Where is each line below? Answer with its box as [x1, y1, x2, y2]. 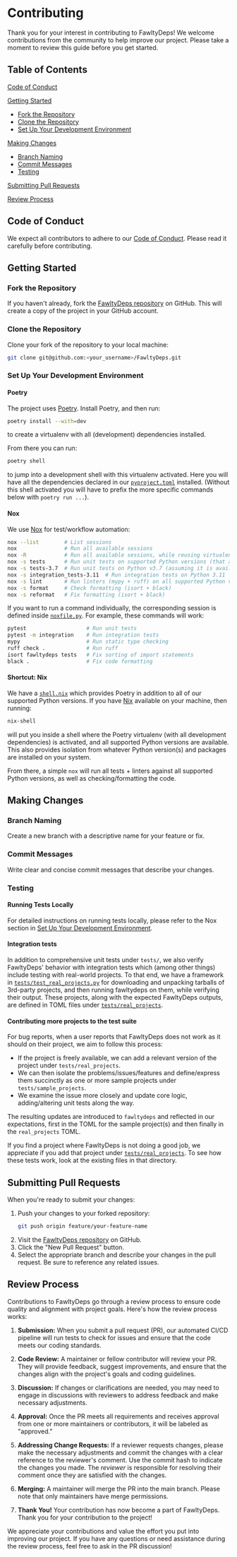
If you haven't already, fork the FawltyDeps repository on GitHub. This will [7, 299, 222, 308]
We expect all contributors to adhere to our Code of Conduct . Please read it [7, 234, 227, 242]
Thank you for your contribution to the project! [17, 1513, 153, 1522]
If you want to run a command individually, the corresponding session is [7, 604, 217, 612]
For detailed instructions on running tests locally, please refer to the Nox [7, 916, 217, 925]
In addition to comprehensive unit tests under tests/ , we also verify [7, 956, 204, 964]
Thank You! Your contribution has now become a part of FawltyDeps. [17, 1505, 220, 1514]
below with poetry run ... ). [7, 493, 90, 502]
